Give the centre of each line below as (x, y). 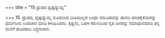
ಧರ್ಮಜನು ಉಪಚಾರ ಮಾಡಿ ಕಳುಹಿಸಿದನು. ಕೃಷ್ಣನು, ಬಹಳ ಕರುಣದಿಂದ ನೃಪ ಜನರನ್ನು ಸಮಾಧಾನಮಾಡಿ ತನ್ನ (82, 23)
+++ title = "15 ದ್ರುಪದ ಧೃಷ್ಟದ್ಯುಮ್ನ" (36, 7)
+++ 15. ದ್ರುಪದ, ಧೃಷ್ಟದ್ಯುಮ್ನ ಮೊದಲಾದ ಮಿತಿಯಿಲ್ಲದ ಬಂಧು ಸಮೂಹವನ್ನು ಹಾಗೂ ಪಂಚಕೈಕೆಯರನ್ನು (81, 17)
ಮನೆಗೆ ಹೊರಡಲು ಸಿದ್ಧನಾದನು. (28, 29)
